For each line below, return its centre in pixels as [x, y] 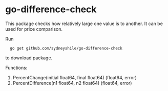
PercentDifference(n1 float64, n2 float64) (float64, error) [72, 83]
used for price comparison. [34, 29]
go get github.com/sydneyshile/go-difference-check [66, 48]
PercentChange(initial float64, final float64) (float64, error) [75, 77]
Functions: [16, 67]
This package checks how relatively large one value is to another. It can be [84, 24]
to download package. [29, 58]
